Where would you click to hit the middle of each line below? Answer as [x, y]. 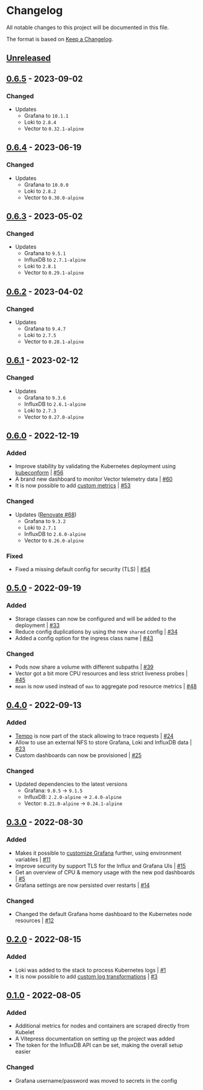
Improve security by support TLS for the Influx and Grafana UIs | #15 [100, 866]
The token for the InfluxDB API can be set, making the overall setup [99, 1045]
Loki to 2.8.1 [40, 266]
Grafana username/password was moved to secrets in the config [96, 1080]
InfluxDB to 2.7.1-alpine [55, 260]
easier [23, 1052]
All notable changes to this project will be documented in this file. [88, 27]
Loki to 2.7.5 [40, 335]
